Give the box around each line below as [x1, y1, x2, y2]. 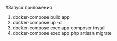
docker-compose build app [12, 14, 70, 20]
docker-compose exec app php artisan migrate [12, 30, 112, 36]
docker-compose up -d [12, 20, 62, 25]
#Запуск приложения [5, 5, 52, 10]
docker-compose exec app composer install [12, 25, 106, 31]
